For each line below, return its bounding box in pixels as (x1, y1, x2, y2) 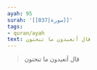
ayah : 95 (7, 10, 33, 17)
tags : (7, 23, 23, 30)
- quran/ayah (7, 29, 45, 37)
